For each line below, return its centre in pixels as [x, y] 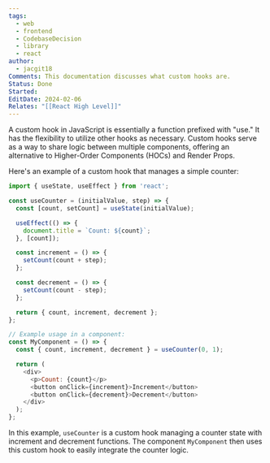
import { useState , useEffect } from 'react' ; [89, 186]
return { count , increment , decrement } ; [87, 312]
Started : [23, 91]
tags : [17, 16]
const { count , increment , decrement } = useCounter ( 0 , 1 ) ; [120, 350]
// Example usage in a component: [67, 335]
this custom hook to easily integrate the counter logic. [98, 450]
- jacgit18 [34, 69]
